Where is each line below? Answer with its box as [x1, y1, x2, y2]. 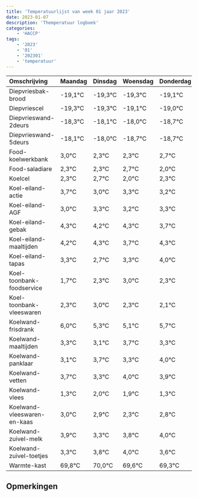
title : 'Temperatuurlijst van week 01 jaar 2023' [6, 8, 131, 15]
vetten [9, 376, 27, 385]
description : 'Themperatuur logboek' [6, 20, 99, 25]
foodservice [9, 283, 42, 292]
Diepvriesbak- [9, 87, 50, 95]
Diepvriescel [9, 104, 44, 112]
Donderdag [159, 77, 192, 85]
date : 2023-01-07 [6, 14, 49, 20]
